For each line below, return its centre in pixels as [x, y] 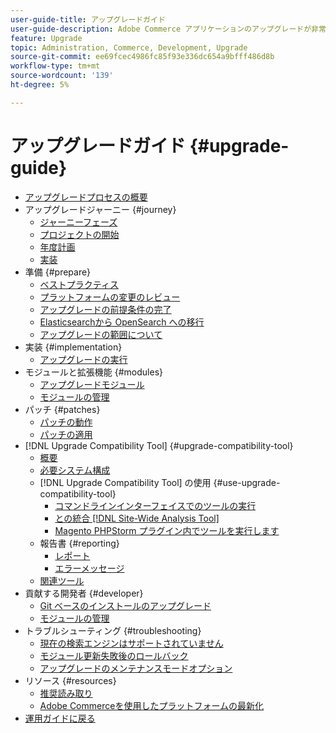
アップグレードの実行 [83, 359]
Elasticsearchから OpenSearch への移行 [122, 322]
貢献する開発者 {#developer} [84, 593]
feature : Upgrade [46, 38]
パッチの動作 [66, 422]
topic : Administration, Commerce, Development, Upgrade [129, 47]
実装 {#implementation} [73, 347]
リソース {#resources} [70, 680]
